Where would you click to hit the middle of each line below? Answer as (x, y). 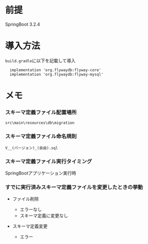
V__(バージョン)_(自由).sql (32, 148)
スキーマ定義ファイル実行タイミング (49, 161)
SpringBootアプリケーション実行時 (41, 173)
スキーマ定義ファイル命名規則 (41, 136)
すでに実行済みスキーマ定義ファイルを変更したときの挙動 (74, 187)
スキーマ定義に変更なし (44, 216)
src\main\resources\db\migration (40, 123)
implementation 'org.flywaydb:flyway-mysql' (57, 74)
